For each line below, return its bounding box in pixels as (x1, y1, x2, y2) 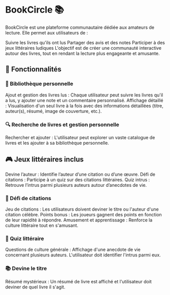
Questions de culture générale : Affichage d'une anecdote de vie (5, 247, 141, 253)
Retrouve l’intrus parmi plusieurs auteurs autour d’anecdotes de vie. (5, 182, 147, 188)
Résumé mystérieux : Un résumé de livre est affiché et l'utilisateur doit (5, 278, 152, 284)
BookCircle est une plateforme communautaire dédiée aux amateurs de (5, 24, 155, 30)
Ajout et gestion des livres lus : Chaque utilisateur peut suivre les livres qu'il (5, 92, 163, 98)
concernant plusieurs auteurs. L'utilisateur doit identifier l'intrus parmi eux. (5, 252, 161, 258)
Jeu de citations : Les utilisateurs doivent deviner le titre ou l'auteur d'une (5, 206, 159, 212)
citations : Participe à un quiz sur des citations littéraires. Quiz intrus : (5, 176, 150, 183)
